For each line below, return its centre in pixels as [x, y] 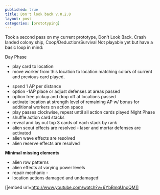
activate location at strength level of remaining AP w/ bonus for [76, 102]
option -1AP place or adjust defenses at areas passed [66, 91]
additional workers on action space [47, 107]
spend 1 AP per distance [37, 87]
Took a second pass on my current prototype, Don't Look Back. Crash [76, 37]
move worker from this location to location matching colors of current [82, 72]
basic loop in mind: [24, 47]
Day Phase [16, 57]
